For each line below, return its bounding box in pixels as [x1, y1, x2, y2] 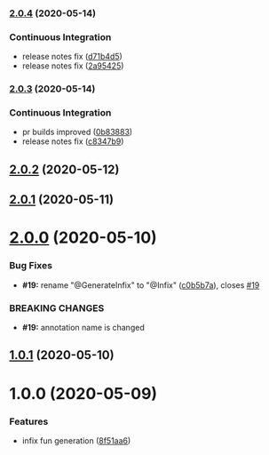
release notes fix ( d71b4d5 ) [21, 52, 123, 62]
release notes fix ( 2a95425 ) [21, 60, 124, 71]
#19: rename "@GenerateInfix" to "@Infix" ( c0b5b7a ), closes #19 [21, 279, 260, 291]
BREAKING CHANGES [9, 301, 105, 314]
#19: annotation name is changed [21, 323, 145, 332]
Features [9, 415, 49, 427]
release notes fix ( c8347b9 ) [21, 136, 124, 147]
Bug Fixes [9, 259, 53, 272]
